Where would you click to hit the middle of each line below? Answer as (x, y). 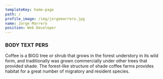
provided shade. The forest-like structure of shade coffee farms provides (80, 66)
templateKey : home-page (30, 10)
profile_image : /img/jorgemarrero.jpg (45, 19)
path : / (13, 14)
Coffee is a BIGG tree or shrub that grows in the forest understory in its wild (82, 56)
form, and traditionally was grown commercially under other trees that (76, 61)
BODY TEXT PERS (27, 45)
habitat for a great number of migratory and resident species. (67, 71)
